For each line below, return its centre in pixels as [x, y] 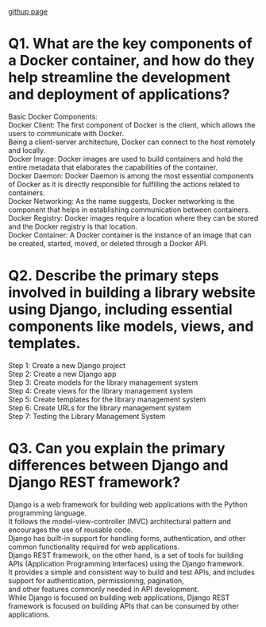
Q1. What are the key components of [130, 44]
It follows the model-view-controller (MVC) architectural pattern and [120, 521]
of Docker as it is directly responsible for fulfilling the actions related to [124, 184]
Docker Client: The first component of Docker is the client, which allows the [132, 125]
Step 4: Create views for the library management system [100, 390]
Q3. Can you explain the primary [117, 449]
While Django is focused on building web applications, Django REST [119, 598]
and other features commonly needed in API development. [104, 589]
